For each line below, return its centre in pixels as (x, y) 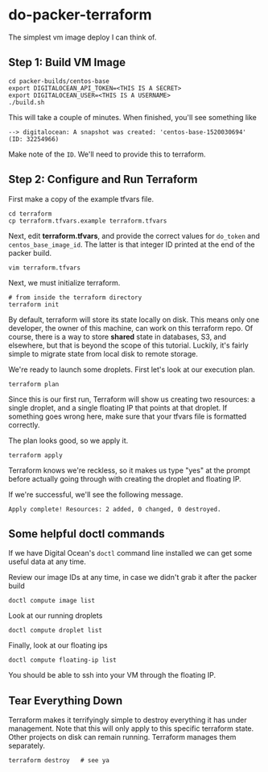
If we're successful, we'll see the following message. (96, 494)
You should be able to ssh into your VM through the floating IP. (112, 675)
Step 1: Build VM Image (67, 63)
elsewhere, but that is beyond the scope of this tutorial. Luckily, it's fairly (129, 345)
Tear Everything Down (66, 701)
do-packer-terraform (80, 15)
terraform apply (35, 455)
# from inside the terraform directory (75, 297)
